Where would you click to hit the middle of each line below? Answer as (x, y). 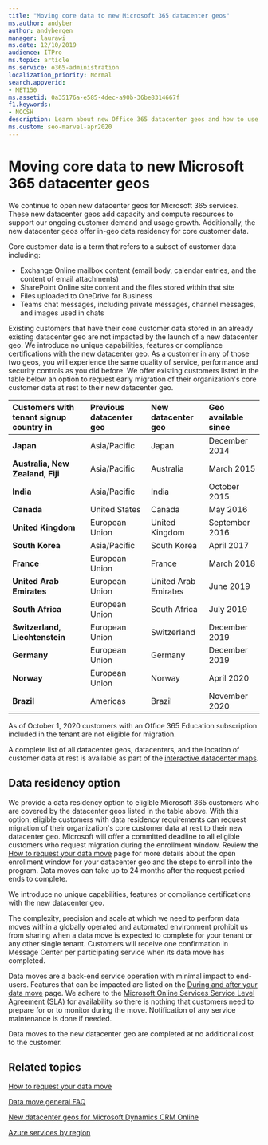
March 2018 (232, 563)
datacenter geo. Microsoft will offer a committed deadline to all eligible (124, 836)
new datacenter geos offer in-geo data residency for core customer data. (129, 231)
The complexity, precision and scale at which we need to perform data (124, 918)
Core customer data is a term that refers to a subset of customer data (122, 246)
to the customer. (35, 1042)
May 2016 (228, 509)
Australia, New (41, 464)
